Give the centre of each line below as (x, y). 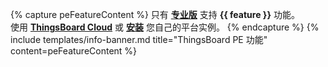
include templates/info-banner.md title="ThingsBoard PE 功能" (139, 39)
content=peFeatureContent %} (74, 51)
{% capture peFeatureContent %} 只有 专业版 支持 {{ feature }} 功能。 (155, 14)
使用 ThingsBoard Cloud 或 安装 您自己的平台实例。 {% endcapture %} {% (165, 27)
